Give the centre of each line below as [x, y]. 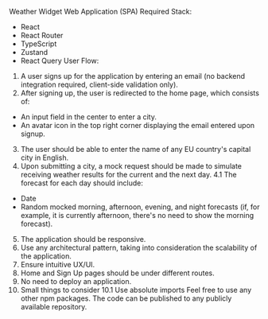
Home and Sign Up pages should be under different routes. [118, 273]
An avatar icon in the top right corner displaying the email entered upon [138, 125]
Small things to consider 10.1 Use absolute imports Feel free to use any [136, 290]
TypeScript [39, 44]
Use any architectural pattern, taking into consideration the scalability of [139, 247]
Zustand [34, 52]
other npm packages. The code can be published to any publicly [126, 298]
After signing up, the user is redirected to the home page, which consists [140, 93]
